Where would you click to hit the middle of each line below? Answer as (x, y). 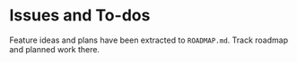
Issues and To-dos (80, 16)
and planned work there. (55, 49)
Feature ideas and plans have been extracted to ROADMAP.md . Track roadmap (149, 40)
